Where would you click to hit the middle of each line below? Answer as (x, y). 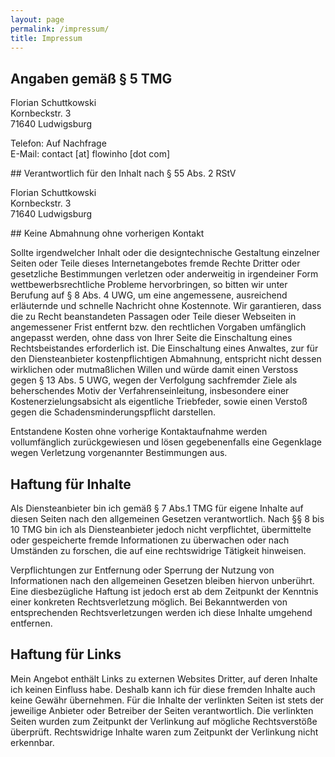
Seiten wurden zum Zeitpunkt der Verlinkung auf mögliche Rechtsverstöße (164, 721)
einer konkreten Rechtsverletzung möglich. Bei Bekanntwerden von (149, 602)
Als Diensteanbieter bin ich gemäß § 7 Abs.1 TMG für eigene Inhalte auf (157, 508)
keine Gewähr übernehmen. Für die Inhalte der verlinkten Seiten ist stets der (167, 700)
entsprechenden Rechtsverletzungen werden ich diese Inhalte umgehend (161, 612)
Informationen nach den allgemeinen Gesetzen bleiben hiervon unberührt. (162, 580)
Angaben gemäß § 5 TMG (91, 78)
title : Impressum (46, 38)
